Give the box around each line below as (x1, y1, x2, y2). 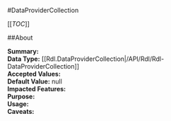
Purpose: (7, 92, 35, 100)
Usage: (7, 100, 30, 108)
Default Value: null (7, 77, 62, 86)
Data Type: (7, 54, 40, 63)
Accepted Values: (7, 70, 61, 78)
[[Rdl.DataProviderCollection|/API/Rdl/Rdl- (41, 54, 165, 63)
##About (7, 33, 33, 42)
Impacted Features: (7, 85, 66, 93)
